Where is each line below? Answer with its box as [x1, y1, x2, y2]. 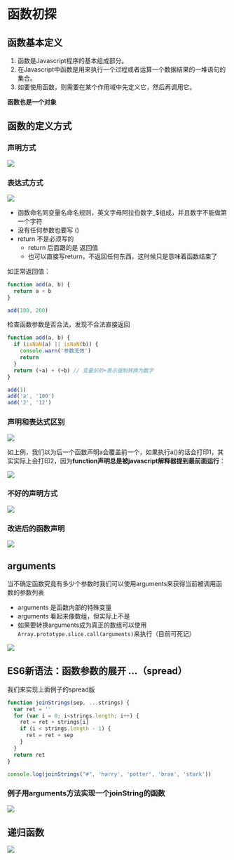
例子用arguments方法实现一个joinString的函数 [7, 788, 165, 798]
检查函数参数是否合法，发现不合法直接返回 [7, 320, 130, 329]
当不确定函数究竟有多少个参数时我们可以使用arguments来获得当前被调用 [7, 579, 216, 588]
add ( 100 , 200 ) [7, 307, 49, 314]
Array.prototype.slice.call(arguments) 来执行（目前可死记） [17, 629, 195, 637]
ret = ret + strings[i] [20, 719, 90, 726]
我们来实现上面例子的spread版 [7, 685, 95, 694]
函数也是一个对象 [7, 98, 57, 106]
